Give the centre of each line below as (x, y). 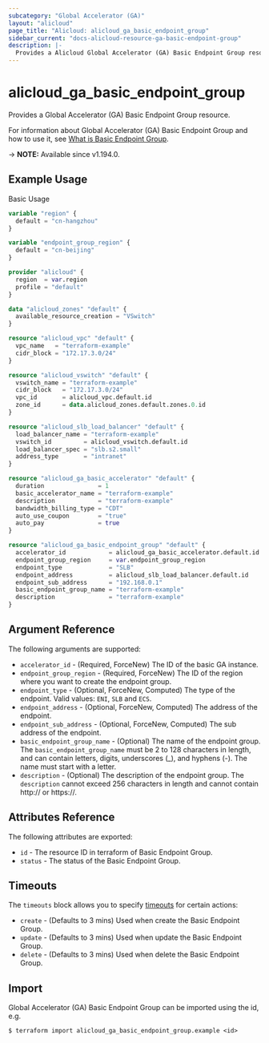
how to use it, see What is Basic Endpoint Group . (89, 139)
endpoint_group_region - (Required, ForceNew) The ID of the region (131, 673)
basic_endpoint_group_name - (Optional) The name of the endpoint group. (140, 741)
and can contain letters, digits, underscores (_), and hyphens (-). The (134, 758)
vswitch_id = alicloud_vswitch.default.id (102, 441)
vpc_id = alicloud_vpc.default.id (84, 397)
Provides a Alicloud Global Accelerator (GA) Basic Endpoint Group (130, 53)
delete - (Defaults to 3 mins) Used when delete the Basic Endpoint (130, 955)
